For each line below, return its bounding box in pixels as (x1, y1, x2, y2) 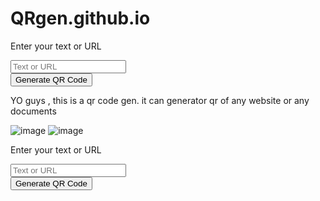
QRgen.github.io (10, 7, 151, 30)
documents (10, 105, 57, 117)
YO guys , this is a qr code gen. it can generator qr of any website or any (10, 94, 310, 106)
